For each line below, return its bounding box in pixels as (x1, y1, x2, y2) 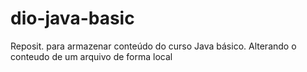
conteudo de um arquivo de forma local (10, 50, 173, 62)
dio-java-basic (10, 7, 135, 30)
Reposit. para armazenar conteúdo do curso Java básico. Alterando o (10, 40, 297, 52)
